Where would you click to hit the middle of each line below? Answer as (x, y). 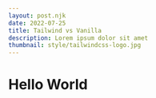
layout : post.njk (37, 16)
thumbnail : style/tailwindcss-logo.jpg (75, 45)
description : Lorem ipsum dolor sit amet (78, 38)
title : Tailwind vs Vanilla (55, 30)
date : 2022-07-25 (37, 23)
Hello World (48, 85)
